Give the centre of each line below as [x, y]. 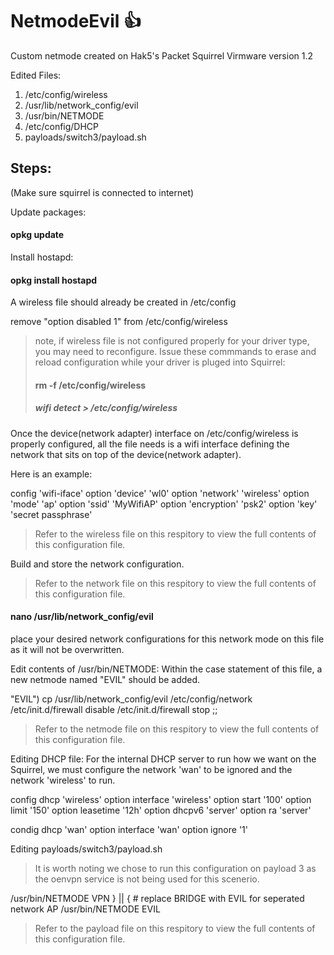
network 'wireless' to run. [63, 780]
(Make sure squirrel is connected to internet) [102, 192]
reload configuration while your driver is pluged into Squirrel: [160, 362]
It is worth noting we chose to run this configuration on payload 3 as [175, 868]
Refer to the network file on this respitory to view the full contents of [175, 583]
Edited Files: [36, 75]
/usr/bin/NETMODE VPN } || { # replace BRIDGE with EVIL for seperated [157, 898]
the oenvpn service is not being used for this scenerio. [147, 879]
